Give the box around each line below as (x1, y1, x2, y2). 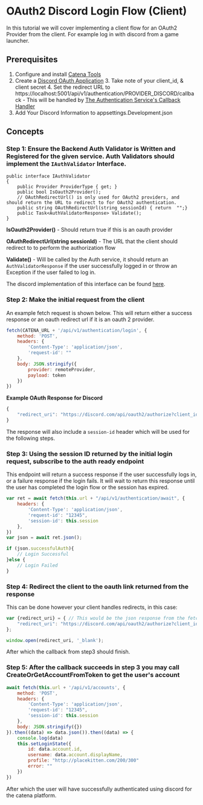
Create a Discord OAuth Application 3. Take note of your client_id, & (14, 77, 184, 84)
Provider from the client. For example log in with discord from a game (6, 30, 179, 37)
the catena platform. (6, 792, 57, 799)
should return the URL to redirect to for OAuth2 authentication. (6, 200, 177, 206)
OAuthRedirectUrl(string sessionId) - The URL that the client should (6, 238, 178, 245)
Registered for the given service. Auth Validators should (6, 152, 175, 161)
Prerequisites (6, 54, 58, 65)
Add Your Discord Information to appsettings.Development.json (14, 109, 173, 116)
